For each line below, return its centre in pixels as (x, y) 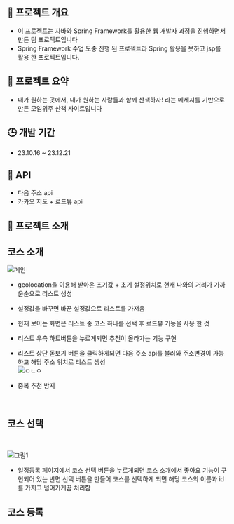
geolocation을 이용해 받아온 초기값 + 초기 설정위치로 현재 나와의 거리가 (115, 285)
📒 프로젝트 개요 (38, 13)
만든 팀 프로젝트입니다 (48, 39)
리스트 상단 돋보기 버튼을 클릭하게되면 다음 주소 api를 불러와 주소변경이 (114, 354)
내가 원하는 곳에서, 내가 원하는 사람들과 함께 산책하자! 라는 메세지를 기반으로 (121, 100)
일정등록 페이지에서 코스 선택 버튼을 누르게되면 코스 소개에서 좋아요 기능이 (118, 470)
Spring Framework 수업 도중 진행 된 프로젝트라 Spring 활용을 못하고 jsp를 (119, 48)
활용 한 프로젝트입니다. (48, 57)
